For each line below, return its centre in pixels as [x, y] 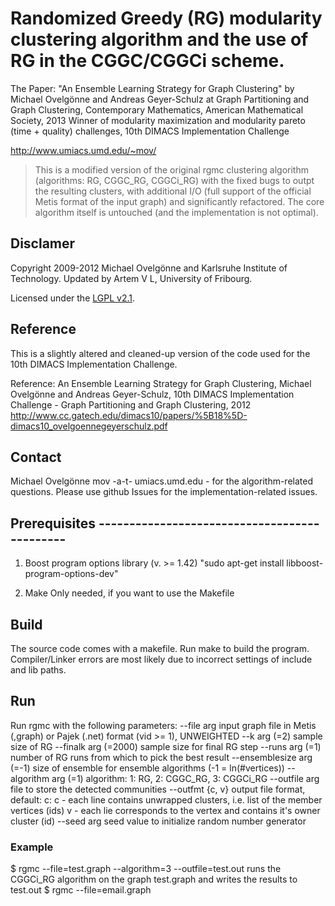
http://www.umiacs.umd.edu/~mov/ [83, 150]
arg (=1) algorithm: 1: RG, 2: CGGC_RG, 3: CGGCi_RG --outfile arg [185, 778]
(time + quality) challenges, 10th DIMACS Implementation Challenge [150, 131]
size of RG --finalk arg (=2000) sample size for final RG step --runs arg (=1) [166, 746]
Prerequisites [53, 523]
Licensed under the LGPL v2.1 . [72, 298]
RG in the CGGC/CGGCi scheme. [147, 61]
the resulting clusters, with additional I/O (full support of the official [173, 191]
